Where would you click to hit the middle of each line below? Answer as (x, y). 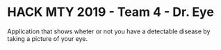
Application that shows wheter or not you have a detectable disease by (109, 31)
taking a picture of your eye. (48, 38)
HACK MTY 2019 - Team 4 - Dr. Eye (110, 12)
